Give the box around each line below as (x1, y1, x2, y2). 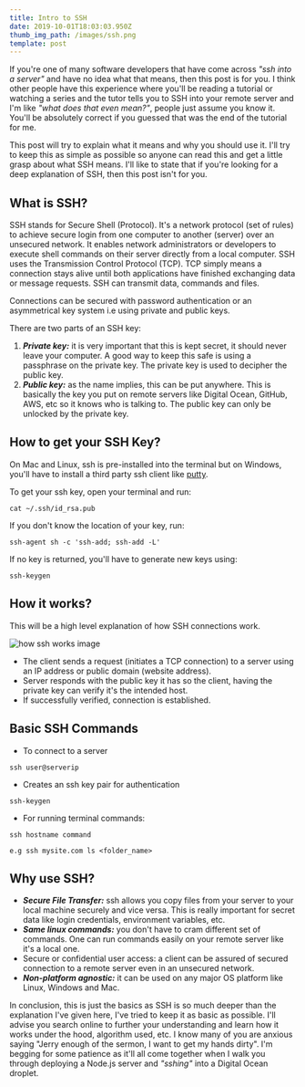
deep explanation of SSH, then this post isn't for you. (9, 169, 208, 180)
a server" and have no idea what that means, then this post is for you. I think (9, 74, 296, 85)
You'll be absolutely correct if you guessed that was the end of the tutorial (9, 112, 288, 123)
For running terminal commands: (22, 812, 146, 823)
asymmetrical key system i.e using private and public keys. (9, 305, 230, 316)
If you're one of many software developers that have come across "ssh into (9, 64, 292, 75)
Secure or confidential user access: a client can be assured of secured (22, 953, 289, 964)
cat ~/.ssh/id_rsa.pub (9, 504, 96, 513)
